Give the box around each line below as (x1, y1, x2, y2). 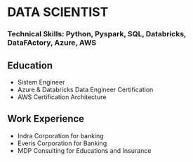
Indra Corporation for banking (17, 131, 104, 140)
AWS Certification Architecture (17, 92, 107, 101)
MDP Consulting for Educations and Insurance (17, 146, 152, 154)
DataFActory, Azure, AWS (7, 38, 97, 47)
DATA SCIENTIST (7, 4, 109, 20)
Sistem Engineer (17, 78, 65, 86)
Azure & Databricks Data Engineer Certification (17, 85, 154, 94)
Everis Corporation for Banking (17, 139, 107, 147)
